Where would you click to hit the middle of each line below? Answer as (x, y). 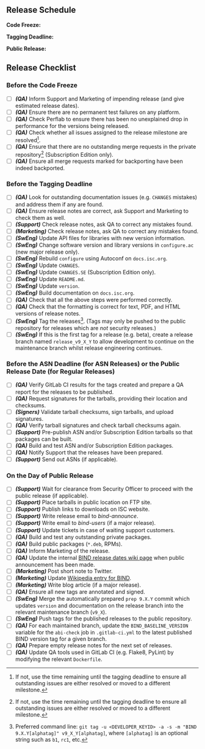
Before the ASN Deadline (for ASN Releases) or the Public (93, 364)
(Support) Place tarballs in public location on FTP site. (83, 502)
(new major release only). (47, 252)
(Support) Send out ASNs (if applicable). (66, 459)
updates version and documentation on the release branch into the (99, 606)
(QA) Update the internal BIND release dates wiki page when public (100, 557)
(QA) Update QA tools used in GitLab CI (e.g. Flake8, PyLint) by (94, 652)
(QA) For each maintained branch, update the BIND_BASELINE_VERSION (102, 626)
